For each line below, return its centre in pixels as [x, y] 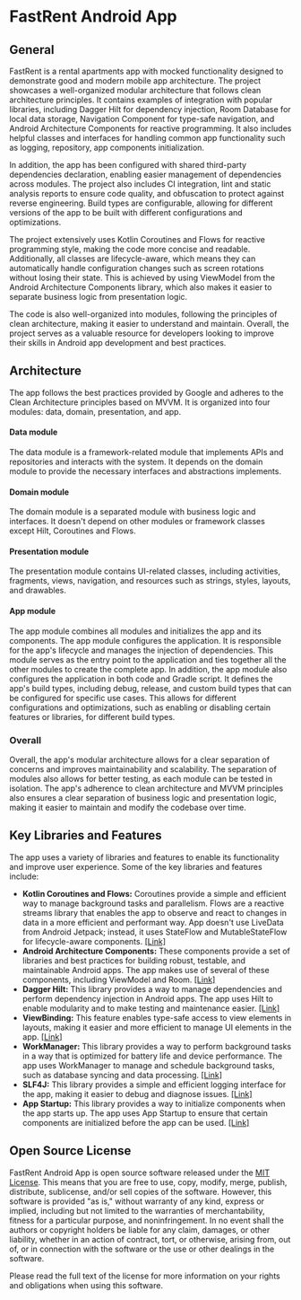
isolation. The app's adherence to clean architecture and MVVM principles [146, 788]
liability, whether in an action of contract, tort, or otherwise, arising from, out [150, 1239]
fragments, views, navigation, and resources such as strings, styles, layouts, [150, 581]
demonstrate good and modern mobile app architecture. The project [135, 81]
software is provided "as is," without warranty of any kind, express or [137, 1201]
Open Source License [70, 1151]
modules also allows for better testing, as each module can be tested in [141, 778]
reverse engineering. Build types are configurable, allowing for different [141, 203]
